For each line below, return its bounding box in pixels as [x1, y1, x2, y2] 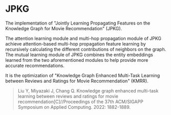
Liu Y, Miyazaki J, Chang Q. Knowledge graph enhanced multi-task [17, 87, 159, 94]
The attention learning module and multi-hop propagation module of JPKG [5, 35, 162, 41]
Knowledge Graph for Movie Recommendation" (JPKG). [5, 25, 123, 31]
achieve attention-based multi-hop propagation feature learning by [5, 40, 146, 47]
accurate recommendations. [5, 62, 65, 68]
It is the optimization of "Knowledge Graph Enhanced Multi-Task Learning [5, 72, 160, 78]
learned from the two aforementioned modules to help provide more [5, 57, 149, 63]
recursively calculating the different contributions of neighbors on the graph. [5, 46, 166, 52]
